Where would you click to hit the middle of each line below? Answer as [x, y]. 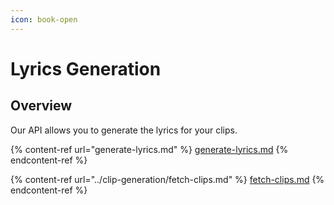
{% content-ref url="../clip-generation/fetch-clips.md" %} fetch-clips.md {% [167, 179]
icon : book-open [44, 19]
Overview [41, 106]
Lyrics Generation [86, 68]
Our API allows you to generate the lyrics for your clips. [124, 130]
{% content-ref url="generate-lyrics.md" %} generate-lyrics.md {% [149, 149]
